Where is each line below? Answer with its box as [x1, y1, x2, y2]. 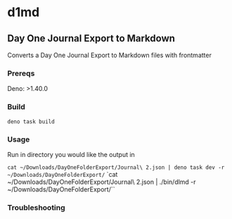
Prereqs [7, 68, 35, 78]
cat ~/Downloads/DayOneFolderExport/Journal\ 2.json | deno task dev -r [7, 163, 225, 171]
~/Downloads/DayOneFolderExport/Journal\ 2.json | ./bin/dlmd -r [7, 177, 196, 186]
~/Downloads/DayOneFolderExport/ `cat [7, 170, 118, 178]
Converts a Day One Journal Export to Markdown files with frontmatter [7, 51, 212, 59]
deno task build [7, 118, 55, 125]
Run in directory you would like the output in [7, 150, 135, 158]
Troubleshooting [7, 202, 65, 212]
